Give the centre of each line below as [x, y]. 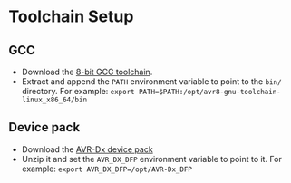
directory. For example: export [78, 91]
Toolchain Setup [71, 17]
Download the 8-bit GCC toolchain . [87, 72]
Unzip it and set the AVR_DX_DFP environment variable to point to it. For [152, 159]
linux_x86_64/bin [54, 100]
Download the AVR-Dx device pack [87, 149]
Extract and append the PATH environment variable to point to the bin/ [151, 82]
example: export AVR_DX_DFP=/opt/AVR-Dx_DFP [107, 169]
